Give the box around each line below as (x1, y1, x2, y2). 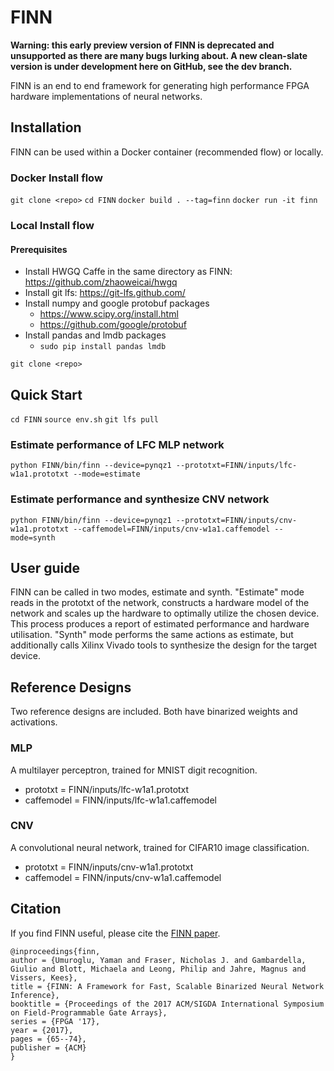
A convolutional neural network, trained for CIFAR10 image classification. (10, 841, 310, 853)
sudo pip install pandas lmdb (39, 342, 167, 352)
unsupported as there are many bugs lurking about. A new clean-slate (10, 49, 308, 61)
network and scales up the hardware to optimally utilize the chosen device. (10, 607, 320, 620)
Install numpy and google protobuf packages (24, 297, 210, 310)
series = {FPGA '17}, (10, 1016, 101, 1026)
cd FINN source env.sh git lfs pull (10, 414, 159, 425)
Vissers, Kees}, (10, 972, 78, 983)
